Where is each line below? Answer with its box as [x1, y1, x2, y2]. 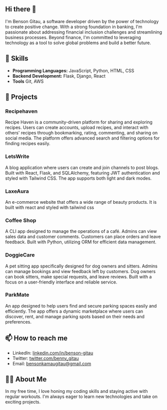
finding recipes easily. [5, 141, 50, 147]
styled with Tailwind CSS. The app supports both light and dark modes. [5, 175, 152, 181]
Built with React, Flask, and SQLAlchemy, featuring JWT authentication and [5, 170, 160, 176]
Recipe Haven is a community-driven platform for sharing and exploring [5, 119, 152, 125]
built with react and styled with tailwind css [5, 204, 94, 210]
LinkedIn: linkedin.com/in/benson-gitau [12, 350, 93, 356]
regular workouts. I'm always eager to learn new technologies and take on [5, 393, 157, 399]
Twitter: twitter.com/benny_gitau [12, 355, 79, 361]
